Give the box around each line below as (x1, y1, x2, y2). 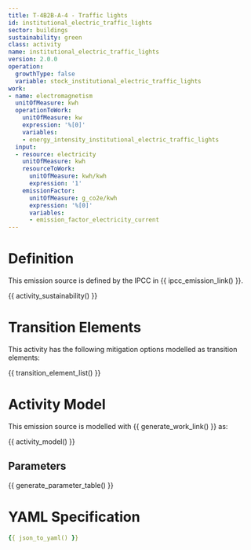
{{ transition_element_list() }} (8, 368, 101, 377)
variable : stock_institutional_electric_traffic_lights (15, 77, 202, 85)
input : (15, 143, 37, 151)
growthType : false (15, 70, 76, 78)
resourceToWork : (22, 165, 76, 173)
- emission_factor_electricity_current (28, 216, 159, 224)
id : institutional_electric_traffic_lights (8, 19, 153, 27)
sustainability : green (8, 33, 82, 42)
